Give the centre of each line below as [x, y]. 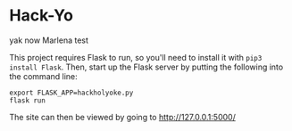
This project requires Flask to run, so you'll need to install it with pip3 [136, 57]
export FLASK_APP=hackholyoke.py [71, 93]
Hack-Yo [42, 16]
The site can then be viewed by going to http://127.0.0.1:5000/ [123, 117]
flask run [28, 100]
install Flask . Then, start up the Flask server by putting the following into [146, 67]
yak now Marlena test [49, 40]
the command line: [43, 76]
